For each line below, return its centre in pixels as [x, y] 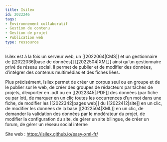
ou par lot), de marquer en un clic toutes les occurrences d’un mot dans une [83, 98]
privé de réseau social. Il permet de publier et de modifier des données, [79, 67]
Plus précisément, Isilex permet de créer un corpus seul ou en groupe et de [83, 82]
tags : [11, 19]
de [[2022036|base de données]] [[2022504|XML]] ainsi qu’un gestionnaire [83, 62]
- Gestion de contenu [28, 28]
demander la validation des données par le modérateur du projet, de [75, 114]
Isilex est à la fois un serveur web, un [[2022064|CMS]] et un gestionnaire [82, 56]
